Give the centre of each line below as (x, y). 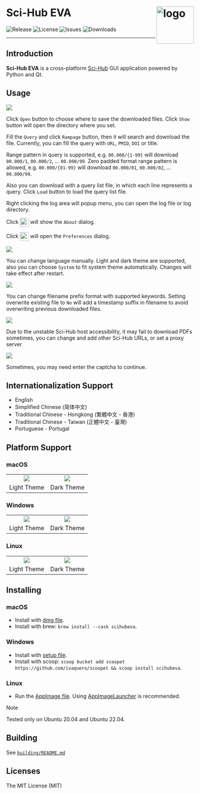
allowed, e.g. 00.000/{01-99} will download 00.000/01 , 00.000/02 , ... (89, 167)
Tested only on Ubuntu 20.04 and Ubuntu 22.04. (66, 719)
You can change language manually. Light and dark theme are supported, (96, 260)
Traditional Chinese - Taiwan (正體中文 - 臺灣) (71, 422)
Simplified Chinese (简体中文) (51, 407)
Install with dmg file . (39, 620)
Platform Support (39, 447)
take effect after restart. (35, 273)
